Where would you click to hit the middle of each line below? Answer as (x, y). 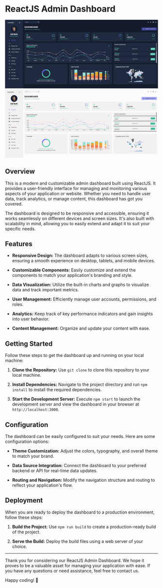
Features (19, 244)
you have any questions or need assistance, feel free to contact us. (72, 571)
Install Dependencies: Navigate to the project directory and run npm (80, 385)
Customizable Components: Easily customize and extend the (74, 270)
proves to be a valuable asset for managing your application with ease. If (78, 565)
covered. (14, 204)
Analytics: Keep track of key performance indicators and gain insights (82, 314)
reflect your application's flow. (42, 485)
